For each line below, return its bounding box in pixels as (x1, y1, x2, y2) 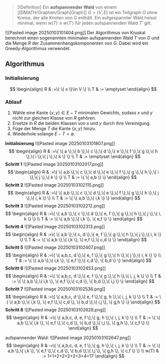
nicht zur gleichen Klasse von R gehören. (12, 115, 97, 121)
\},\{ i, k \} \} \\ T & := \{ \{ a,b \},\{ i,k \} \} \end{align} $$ (26, 195, 141, 201)
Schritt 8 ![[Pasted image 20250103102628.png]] (5, 306, 106, 312)
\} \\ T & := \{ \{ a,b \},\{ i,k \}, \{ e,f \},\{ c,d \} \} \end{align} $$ (19, 236, 147, 242)
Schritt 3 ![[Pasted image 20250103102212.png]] (5, 203, 105, 209)
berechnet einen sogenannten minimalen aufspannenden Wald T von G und (5, 35, 160, 41)
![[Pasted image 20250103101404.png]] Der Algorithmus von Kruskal (5, 30, 146, 35)
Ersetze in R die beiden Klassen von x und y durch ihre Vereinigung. (12, 120, 151, 126)
